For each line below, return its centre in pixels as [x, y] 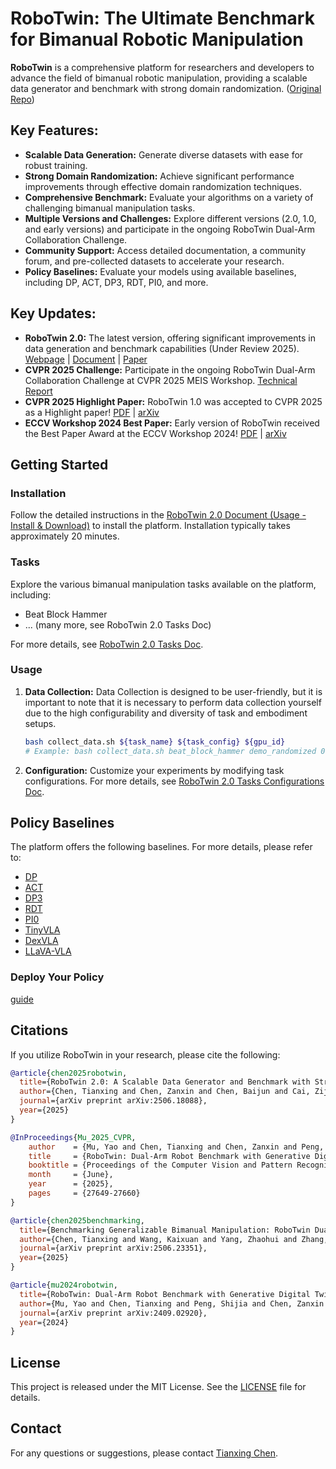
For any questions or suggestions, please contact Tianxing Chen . [144, 1453]
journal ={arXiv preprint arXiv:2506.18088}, [113, 1101]
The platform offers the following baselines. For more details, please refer [161, 847]
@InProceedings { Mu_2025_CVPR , [73, 1137]
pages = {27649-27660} [84, 1193]
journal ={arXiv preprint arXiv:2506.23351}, [113, 1248]
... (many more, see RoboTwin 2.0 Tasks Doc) [118, 624]
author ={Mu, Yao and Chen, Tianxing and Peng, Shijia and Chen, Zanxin [172, 1303]
